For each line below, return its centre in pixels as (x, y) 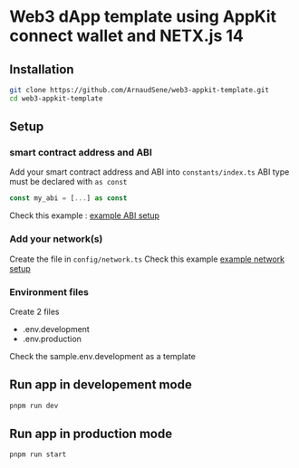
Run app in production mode (91, 433)
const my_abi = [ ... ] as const (68, 198)
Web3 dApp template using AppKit (143, 17)
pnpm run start (38, 454)
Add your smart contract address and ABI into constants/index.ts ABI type (149, 172)
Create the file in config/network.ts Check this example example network (147, 259)
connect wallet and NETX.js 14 (127, 36)
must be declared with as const (68, 182)
